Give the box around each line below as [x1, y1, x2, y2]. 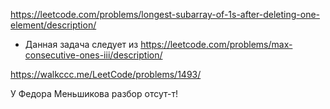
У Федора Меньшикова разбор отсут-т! [10, 88, 178, 99]
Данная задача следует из [24, 39, 139, 50]
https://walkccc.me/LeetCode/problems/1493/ [10, 69, 202, 80]
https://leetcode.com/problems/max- [140, 39, 293, 50]
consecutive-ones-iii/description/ [24, 49, 163, 61]
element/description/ [10, 19, 97, 31]
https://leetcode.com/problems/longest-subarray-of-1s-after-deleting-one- [10, 9, 321, 20]
